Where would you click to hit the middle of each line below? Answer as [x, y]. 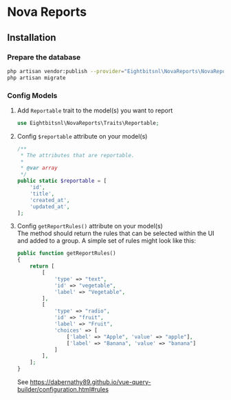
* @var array [39, 168]
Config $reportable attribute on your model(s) [82, 136]
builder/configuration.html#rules [63, 390]
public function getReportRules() [66, 253]
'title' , [42, 194]
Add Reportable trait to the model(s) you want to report [95, 110]
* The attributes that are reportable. [77, 155]
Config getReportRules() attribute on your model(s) [90, 226]
